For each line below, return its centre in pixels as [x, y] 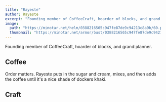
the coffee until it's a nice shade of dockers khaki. [56, 79]
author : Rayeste [22, 14]
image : [12, 23]
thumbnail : [21, 33]
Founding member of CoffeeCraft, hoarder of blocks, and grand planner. [79, 47]
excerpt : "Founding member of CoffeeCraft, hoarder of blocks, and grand [83, 19]
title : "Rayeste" [23, 10]
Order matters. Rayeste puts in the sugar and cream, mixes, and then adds [81, 74]
